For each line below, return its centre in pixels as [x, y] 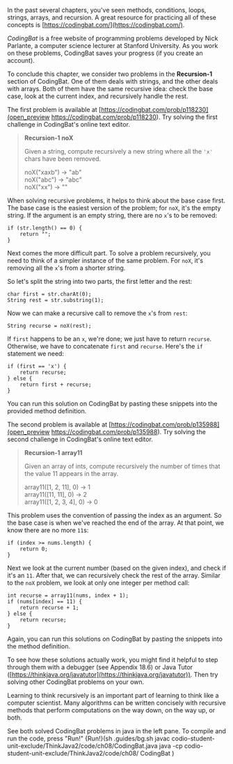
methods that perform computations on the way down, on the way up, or [111, 710]
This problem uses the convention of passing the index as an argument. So [114, 515]
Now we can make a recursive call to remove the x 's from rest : [97, 313]
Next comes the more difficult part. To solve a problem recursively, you [109, 253]
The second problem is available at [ [59, 424]
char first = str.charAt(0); [49, 294]
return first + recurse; [56, 385]
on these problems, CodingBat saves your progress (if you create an [105, 53]
